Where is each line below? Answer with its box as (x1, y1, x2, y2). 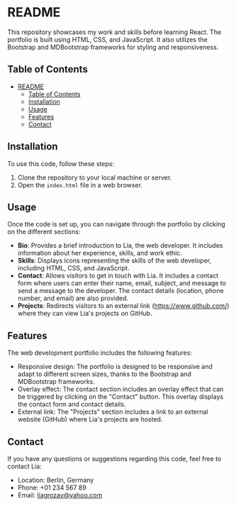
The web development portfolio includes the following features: (7, 348, 193, 357)
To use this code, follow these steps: (7, 159, 115, 167)
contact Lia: (7, 462, 42, 471)
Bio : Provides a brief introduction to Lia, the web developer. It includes (17, 241, 223, 250)
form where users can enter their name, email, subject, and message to (17, 279, 227, 287)
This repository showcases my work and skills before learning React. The (7, 28, 222, 36)
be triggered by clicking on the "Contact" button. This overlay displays (17, 392, 224, 401)
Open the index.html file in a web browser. (17, 180, 143, 189)
